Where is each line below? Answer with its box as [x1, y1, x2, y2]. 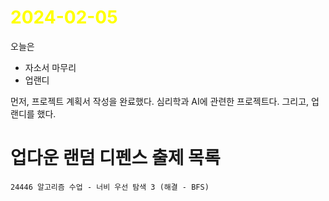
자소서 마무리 [24, 61, 77, 73]
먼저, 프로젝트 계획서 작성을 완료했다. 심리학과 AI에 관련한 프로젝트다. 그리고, [10, 95, 310, 107]
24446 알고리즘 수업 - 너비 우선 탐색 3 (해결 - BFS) [10, 182, 210, 192]
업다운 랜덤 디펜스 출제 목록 [10, 147, 221, 170]
